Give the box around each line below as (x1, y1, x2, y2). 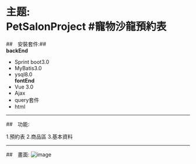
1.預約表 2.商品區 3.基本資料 (6, 133, 73, 140)
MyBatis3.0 (14, 64, 42, 71)
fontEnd (14, 77, 35, 84)
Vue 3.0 (14, 83, 34, 90)
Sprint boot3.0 (14, 58, 50, 65)
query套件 (14, 96, 40, 103)
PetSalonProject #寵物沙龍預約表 (6, 20, 167, 33)
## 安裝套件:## (6, 40, 47, 47)
